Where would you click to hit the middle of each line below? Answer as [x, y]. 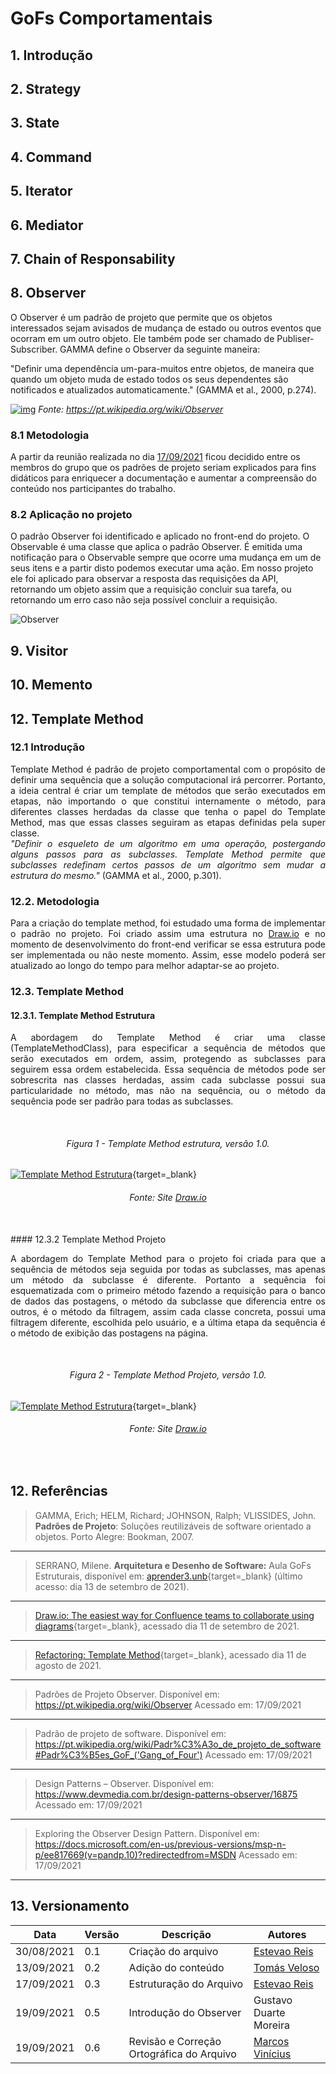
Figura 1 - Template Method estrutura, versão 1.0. [168, 1143]
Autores [287, 1934]
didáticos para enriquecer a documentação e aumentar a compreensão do [163, 478]
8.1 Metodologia [50, 435]
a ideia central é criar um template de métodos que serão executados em [168, 790]
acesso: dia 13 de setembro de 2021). [112, 1586]
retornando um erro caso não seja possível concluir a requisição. [144, 600]
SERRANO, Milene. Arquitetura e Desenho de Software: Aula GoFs [173, 1565]
